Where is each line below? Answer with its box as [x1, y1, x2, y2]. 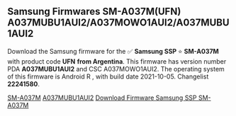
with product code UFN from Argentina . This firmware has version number [7, 57, 227, 66]
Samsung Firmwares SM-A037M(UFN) [7, 6, 181, 18]
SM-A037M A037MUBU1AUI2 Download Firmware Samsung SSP [7, 93, 197, 102]
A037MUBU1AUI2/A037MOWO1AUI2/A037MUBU [7, 17, 230, 29]
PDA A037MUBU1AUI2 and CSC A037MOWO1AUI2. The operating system [7, 64, 225, 73]
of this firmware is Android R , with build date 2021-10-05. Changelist [7, 72, 209, 81]
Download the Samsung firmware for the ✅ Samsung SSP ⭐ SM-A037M [7, 47, 220, 55]
